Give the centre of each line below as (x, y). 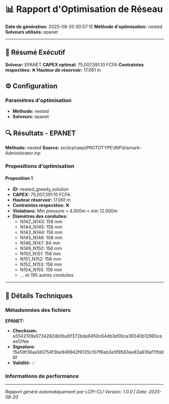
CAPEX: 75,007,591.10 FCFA (41, 195)
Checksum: (25, 331)
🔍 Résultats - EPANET (41, 133)
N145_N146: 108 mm (41, 238)
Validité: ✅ (24, 363)
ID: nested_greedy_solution (40, 189)
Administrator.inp (23, 153)
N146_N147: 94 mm (40, 243)
